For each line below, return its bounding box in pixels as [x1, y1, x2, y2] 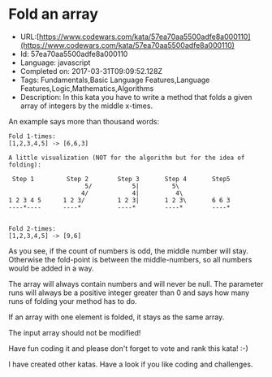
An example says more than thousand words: [8, 116, 160, 126]
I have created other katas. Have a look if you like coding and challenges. [8, 359, 253, 369]
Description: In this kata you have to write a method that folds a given [19, 92, 253, 102]
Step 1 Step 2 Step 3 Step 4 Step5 [11, 175, 231, 183]
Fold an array [8, 5, 99, 24]
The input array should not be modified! [8, 327, 141, 337]
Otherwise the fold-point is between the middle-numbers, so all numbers [8, 254, 253, 264]
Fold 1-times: [8, 132, 57, 141]
